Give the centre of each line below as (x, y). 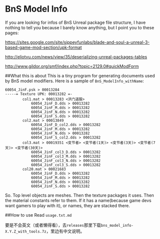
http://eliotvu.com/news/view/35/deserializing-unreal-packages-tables (76, 56)
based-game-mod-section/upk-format (44, 47)
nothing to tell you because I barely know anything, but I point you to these (80, 27)
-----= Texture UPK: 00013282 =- (39, 94)
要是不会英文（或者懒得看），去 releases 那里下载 (53, 225)
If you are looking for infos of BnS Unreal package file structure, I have (75, 22)
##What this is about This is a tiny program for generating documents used (80, 75)
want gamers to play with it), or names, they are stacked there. (67, 205)
